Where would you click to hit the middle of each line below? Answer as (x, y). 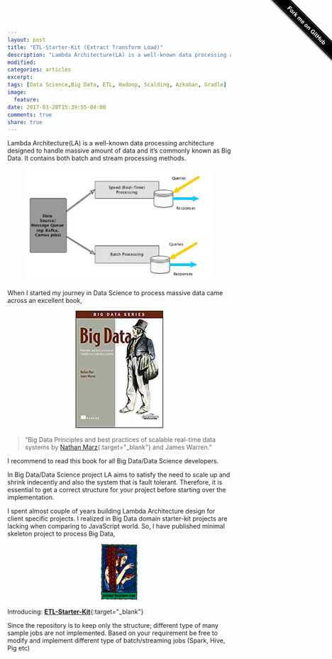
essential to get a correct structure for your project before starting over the (117, 490)
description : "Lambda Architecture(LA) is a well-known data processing (117, 55)
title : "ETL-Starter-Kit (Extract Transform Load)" (85, 47)
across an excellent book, (45, 301)
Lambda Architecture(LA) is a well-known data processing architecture (111, 143)
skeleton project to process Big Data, (61, 534)
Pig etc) (19, 648)
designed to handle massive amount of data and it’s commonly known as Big (119, 151)
